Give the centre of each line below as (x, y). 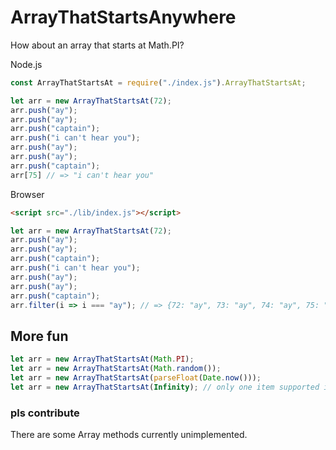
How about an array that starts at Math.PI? (97, 45)
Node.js (26, 64)
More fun (39, 336)
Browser (27, 194)
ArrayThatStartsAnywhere (123, 17)
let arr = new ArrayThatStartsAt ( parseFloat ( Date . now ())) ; (136, 378)
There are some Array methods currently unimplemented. (129, 435)
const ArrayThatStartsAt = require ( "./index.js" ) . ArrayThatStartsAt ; (158, 82)
